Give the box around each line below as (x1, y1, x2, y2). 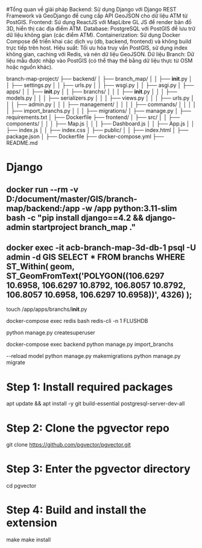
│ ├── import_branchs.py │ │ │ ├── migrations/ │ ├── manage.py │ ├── (6, 107, 191, 114)
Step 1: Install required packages (6, 380, 173, 393)
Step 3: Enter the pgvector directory (6, 462, 191, 476)
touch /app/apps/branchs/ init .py (6, 305, 87, 313)
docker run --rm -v (6, 184, 78, 194)
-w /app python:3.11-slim (81, 203, 177, 214)
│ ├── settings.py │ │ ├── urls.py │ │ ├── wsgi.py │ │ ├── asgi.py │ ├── (6, 81, 194, 89)
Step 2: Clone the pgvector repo (6, 421, 170, 435)
